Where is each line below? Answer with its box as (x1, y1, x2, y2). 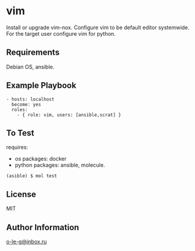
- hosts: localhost (6, 96, 55, 102)
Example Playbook (6, 80, 76, 90)
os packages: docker (14, 155, 67, 162)
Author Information (6, 222, 79, 233)
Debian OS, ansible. (6, 63, 55, 70)
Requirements (6, 48, 60, 58)
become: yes (11, 101, 42, 108)
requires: (6, 144, 29, 151)
